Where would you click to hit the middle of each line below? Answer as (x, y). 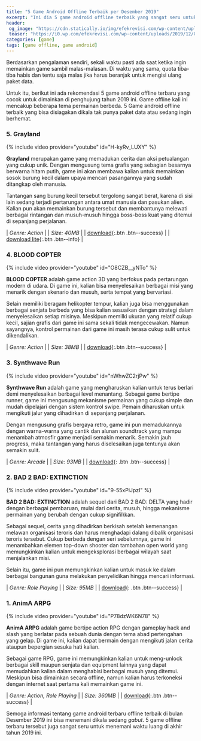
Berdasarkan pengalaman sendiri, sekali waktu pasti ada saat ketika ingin (96, 62)
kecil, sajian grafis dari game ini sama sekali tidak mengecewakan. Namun (98, 323)
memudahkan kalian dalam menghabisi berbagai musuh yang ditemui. (92, 671)
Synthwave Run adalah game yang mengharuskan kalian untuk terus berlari (100, 387)
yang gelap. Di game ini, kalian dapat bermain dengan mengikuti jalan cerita (100, 641)
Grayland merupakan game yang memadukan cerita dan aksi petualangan (98, 159)
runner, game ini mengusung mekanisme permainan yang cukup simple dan (100, 400)
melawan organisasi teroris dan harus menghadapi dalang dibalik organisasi (100, 533)
